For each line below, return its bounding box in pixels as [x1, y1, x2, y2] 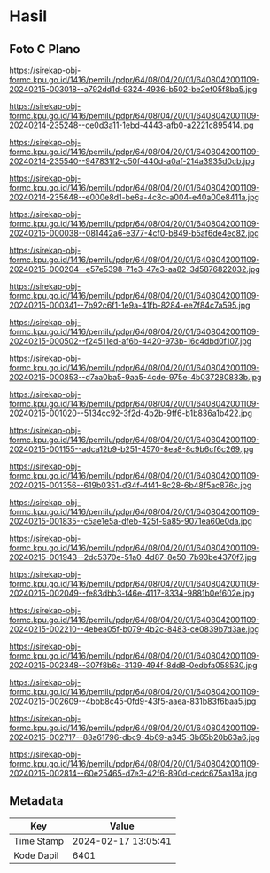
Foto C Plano [9, 42, 81, 57]
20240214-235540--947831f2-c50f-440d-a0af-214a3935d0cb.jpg [9, 156, 255, 166]
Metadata [9, 793, 64, 808]
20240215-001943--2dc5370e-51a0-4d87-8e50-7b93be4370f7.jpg [9, 552, 257, 562]
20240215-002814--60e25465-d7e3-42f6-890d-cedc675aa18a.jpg [9, 768, 258, 778]
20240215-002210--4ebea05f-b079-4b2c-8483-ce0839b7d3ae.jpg [9, 624, 259, 635]
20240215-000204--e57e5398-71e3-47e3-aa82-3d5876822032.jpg [9, 264, 261, 274]
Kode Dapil [13, 849, 59, 861]
